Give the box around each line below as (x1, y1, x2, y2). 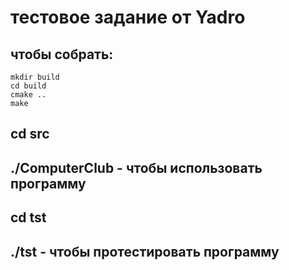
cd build (10, 81, 47, 91)
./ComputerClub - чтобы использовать (10, 159, 263, 176)
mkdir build (10, 72, 60, 82)
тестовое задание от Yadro (10, 6, 246, 29)
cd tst (10, 209, 47, 226)
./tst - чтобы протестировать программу (10, 243, 280, 260)
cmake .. (10, 90, 47, 100)
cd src (10, 126, 50, 143)
